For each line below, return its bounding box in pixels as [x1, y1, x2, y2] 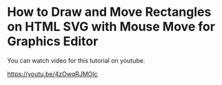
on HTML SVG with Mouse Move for [7, 19, 216, 35]
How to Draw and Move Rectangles [7, 4, 212, 20]
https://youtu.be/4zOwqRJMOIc [7, 70, 98, 78]
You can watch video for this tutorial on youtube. [7, 56, 145, 64]
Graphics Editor [7, 34, 99, 49]
